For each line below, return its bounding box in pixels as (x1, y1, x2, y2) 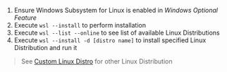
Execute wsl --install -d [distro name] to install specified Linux (13, 36, 207, 44)
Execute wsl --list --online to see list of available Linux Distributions (13, 28, 220, 37)
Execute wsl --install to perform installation (13, 21, 147, 29)
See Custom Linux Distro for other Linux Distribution (20, 57, 173, 66)
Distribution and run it (13, 44, 78, 52)
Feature (13, 13, 37, 22)
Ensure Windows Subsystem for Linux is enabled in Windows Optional (13, 6, 219, 14)
